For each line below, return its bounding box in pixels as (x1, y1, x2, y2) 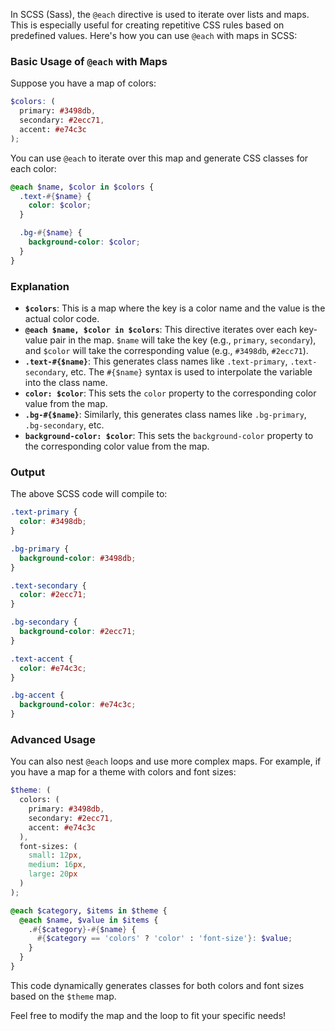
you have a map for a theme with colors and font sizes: (10, 766, 237, 778)
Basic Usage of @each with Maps (10, 54, 168, 68)
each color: (10, 162, 57, 174)
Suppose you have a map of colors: (10, 77, 157, 89)
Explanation (10, 279, 70, 293)
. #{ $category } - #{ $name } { (28, 924, 137, 934)
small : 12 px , (28, 850, 83, 861)
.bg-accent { (10, 690, 65, 701)
